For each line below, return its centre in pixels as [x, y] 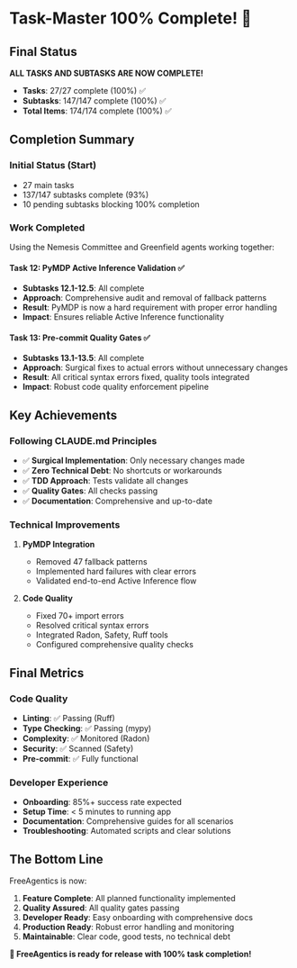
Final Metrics [47, 673]
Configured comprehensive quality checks [114, 645]
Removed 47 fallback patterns [91, 562]
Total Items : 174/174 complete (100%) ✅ [97, 111]
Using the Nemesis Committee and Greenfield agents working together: [142, 247]
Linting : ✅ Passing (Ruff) [68, 719]
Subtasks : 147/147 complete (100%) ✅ [94, 101]
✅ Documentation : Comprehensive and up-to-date [117, 501]
